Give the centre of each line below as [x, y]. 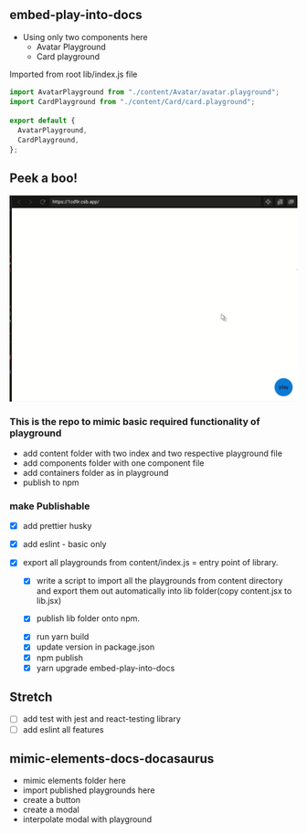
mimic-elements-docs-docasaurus [112, 759]
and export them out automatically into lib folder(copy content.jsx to [164, 591]
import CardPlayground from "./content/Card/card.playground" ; [132, 101]
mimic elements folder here [74, 781]
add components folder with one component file [113, 463]
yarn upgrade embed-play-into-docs [106, 668]
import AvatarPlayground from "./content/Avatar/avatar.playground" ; [145, 92]
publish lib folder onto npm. [88, 618]
